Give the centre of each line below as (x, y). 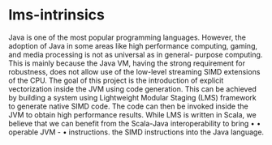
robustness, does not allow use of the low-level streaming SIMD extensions (134, 71)
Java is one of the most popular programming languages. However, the (127, 37)
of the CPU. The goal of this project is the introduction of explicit (116, 80)
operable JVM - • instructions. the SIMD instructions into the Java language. (136, 132)
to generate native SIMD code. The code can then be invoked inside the (129, 106)
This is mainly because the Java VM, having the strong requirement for (127, 63)
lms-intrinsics (57, 15)
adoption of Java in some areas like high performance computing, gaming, (133, 45)
